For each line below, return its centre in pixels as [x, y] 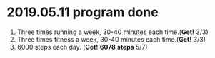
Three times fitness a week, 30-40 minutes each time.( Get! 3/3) [111, 39]
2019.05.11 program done [82, 12]
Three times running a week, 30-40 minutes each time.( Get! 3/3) [112, 32]
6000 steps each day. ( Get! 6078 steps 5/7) [82, 47]
